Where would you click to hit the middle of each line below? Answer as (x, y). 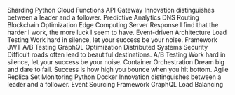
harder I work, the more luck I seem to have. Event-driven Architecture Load (117, 32)
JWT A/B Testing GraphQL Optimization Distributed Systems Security (108, 47)
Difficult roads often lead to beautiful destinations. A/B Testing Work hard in (116, 54)
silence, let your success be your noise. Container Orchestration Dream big (116, 62)
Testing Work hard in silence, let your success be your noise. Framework (112, 40)
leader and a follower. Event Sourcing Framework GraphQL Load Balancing (115, 84)
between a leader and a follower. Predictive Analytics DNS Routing (103, 17)
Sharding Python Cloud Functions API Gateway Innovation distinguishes (111, 10)
